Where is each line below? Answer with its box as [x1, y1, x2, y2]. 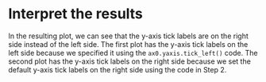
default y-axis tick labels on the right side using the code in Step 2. [8, 64, 227, 74]
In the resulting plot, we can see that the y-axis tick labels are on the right [8, 31, 249, 41]
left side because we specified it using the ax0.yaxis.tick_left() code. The [8, 48, 258, 57]
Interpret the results [8, 5, 143, 23]
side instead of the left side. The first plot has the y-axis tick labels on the [8, 39, 249, 49]
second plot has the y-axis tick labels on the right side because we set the [8, 57, 252, 66]
